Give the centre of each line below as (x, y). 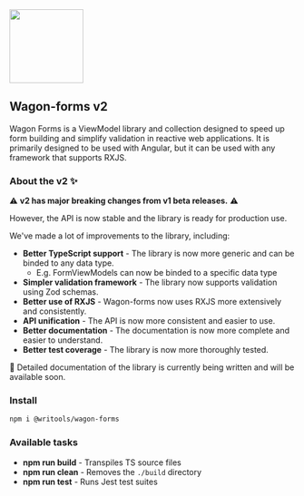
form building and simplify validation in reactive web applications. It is (140, 138)
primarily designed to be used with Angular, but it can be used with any (142, 148)
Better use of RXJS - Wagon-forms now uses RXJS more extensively (152, 302)
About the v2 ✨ (44, 180)
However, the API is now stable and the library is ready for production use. (148, 219)
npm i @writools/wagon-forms (64, 419)
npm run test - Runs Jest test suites (90, 481)
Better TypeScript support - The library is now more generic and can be (158, 254)
